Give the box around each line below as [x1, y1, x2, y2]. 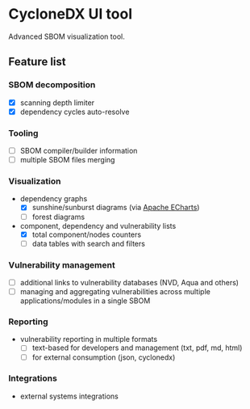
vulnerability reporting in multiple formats [19, 335, 158, 344]
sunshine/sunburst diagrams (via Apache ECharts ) [31, 203, 200, 213]
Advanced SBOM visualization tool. [8, 32, 125, 41]
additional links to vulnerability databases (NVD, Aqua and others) [19, 278, 240, 288]
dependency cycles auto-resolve [19, 107, 130, 116]
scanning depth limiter [19, 98, 95, 108]
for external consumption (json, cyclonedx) [31, 352, 176, 362]
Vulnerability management [8, 259, 115, 271]
